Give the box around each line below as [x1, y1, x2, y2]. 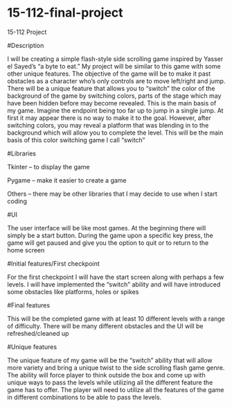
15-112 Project [7, 28, 47, 36]
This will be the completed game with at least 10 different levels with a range [7, 314, 225, 323]
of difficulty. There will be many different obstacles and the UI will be [7, 321, 204, 330]
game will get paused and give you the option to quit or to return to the [7, 238, 209, 247]
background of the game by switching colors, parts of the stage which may [7, 92, 222, 100]
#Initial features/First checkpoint [7, 259, 100, 268]
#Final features [7, 300, 51, 309]
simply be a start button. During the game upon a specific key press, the [7, 231, 213, 239]
